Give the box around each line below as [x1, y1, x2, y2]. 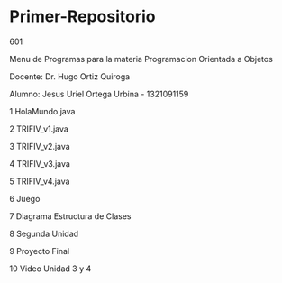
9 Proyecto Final [9, 245, 70, 256]
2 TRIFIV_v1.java [9, 123, 69, 134]
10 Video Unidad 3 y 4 [9, 263, 92, 274]
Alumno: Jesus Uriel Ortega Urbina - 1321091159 [9, 88, 189, 99]
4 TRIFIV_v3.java [9, 158, 70, 169]
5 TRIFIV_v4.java [9, 176, 70, 187]
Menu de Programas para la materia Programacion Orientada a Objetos [9, 53, 273, 64]
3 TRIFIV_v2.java [9, 141, 70, 151]
